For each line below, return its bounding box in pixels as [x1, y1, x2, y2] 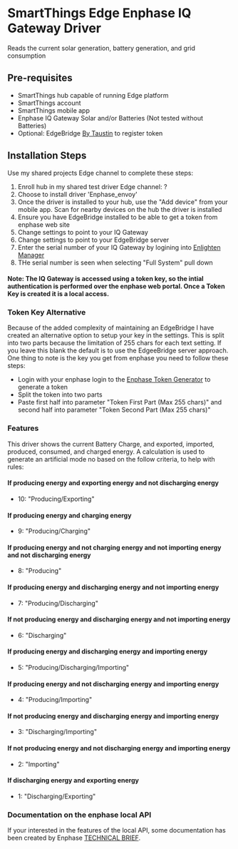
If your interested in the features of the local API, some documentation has [7, 826, 226, 835]
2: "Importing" [17, 760, 60, 768]
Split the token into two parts [17, 390, 103, 399]
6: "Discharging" [17, 631, 67, 639]
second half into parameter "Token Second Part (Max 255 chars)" [17, 405, 211, 415]
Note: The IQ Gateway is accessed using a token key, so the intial [7, 275, 205, 283]
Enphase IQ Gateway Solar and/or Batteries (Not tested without [17, 113, 203, 122]
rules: [7, 462, 24, 471]
